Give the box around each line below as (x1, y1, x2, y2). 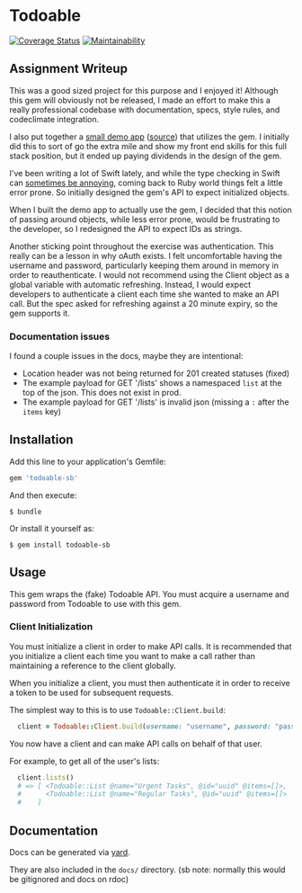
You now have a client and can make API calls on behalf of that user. (9, 738, 262, 749)
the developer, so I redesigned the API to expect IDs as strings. (9, 223, 243, 234)
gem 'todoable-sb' (9, 473, 78, 482)
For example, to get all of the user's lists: (9, 755, 160, 766)
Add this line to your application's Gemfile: (9, 456, 166, 467)
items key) (22, 406, 61, 417)
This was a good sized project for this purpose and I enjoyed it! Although (9, 85, 279, 95)
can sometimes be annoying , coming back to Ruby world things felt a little (9, 177, 283, 188)
